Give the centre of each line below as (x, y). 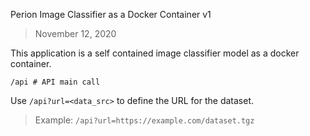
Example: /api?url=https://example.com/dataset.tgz (144, 120)
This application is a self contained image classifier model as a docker (155, 53)
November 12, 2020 (75, 33)
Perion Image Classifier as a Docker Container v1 (111, 14)
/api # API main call (55, 82)
